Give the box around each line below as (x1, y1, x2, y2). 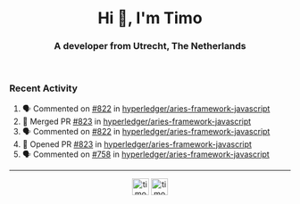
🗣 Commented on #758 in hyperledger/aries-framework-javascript (21, 149, 270, 159)
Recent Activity (9, 82, 79, 94)
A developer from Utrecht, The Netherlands (54, 40, 246, 53)
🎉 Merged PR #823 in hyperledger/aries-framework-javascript (21, 116, 252, 126)
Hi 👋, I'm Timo (97, 8, 203, 29)
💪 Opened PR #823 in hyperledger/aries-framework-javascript (21, 138, 253, 150)
